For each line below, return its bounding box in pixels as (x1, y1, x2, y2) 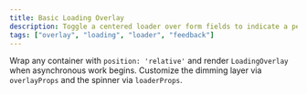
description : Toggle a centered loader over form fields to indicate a (9, 22, 288, 31)
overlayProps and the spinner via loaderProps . (9, 75, 183, 86)
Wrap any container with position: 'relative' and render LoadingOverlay (9, 56, 289, 67)
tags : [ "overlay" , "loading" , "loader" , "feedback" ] (9, 30, 215, 39)
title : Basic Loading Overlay (9, 13, 125, 23)
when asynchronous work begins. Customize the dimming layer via (9, 65, 262, 76)
